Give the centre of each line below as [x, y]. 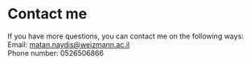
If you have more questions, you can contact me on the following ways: [126, 36]
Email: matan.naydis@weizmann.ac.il [69, 44]
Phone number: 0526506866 [56, 53]
